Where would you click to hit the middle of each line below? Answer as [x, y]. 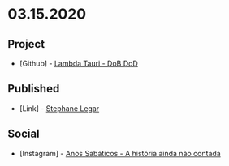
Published [34, 89]
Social [24, 134]
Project [26, 44]
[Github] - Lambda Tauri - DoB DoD [79, 63]
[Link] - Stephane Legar [59, 108]
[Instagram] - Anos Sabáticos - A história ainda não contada [120, 153]
